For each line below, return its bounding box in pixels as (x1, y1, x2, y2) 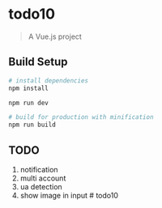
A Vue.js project (28, 32, 83, 41)
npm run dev (8, 99, 49, 107)
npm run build (8, 121, 57, 129)
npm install (8, 84, 49, 92)
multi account (19, 173, 66, 183)
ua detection (19, 181, 62, 191)
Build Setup (8, 55, 68, 69)
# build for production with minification (8, 113, 154, 121)
